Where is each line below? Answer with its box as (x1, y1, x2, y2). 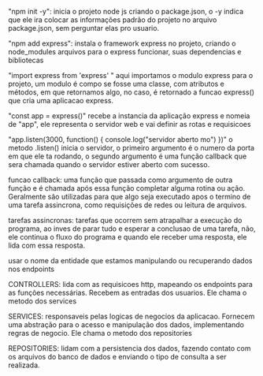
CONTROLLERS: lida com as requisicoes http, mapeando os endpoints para (8, 280, 254, 289)
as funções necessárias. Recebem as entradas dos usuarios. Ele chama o (8, 288, 247, 297)
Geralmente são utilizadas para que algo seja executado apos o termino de (8, 192, 251, 201)
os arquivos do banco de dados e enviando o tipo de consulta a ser (8, 352, 227, 361)
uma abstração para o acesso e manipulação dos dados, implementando (8, 320, 244, 329)
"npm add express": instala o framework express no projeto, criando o (8, 39, 236, 48)
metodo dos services (8, 296, 77, 306)
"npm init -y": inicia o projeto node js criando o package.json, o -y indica (8, 7, 244, 16)
